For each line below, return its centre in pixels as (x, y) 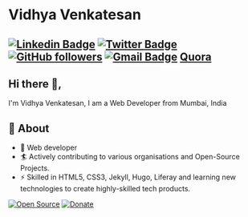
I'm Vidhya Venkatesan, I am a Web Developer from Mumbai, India (118, 103)
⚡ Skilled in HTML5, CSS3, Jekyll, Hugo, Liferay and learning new (128, 177)
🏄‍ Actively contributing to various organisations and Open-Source (130, 157)
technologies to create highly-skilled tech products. (105, 189)
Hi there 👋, (35, 84)
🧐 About (29, 129)
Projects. (35, 168)
